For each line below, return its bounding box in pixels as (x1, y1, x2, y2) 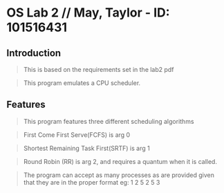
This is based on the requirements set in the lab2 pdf (23, 66, 174, 73)
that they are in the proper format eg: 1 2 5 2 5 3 (23, 178, 160, 186)
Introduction (6, 47, 62, 59)
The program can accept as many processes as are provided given (23, 171, 215, 179)
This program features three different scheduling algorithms (23, 117, 194, 125)
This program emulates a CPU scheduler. (23, 79, 141, 87)
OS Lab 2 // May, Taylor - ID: (6, 5, 170, 21)
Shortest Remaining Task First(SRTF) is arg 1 (23, 144, 150, 152)
